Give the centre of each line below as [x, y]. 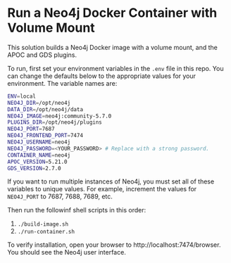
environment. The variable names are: [62, 83]
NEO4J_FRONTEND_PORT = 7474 [45, 136]
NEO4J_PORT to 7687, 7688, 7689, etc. [60, 197]
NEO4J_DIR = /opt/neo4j [39, 103]
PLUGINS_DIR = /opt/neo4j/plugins [55, 122]
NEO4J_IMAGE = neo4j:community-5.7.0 [60, 116]
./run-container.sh [46, 232]
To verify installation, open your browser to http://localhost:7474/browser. [114, 245]
